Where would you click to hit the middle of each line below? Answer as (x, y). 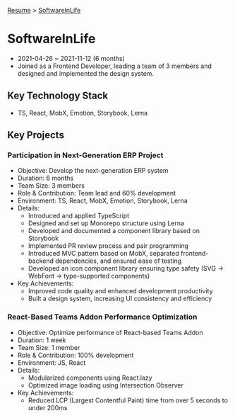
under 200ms (48, 407)
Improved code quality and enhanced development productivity (120, 291)
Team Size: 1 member (49, 347)
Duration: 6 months (46, 178)
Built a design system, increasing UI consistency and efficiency (120, 299)
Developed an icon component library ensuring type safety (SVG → (126, 269)
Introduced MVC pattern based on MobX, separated (104, 254)
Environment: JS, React (52, 362)
